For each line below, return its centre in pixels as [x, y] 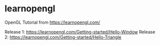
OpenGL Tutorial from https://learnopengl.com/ [52, 22]
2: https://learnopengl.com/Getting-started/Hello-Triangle [63, 37]
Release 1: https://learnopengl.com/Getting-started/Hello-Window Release [80, 32]
